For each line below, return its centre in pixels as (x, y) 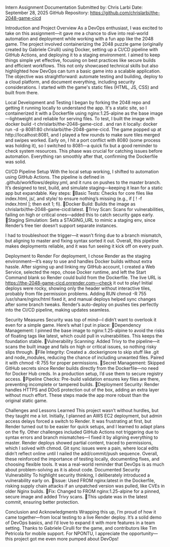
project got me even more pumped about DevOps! (66, 539)
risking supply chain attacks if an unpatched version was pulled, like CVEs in (85, 486)
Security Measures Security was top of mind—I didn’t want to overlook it (81, 320)
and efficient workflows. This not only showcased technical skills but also (82, 66)
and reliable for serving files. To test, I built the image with (94, 118)
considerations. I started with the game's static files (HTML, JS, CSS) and (82, 87)
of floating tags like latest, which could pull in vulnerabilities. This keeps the (84, 336)
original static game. (27, 401)
